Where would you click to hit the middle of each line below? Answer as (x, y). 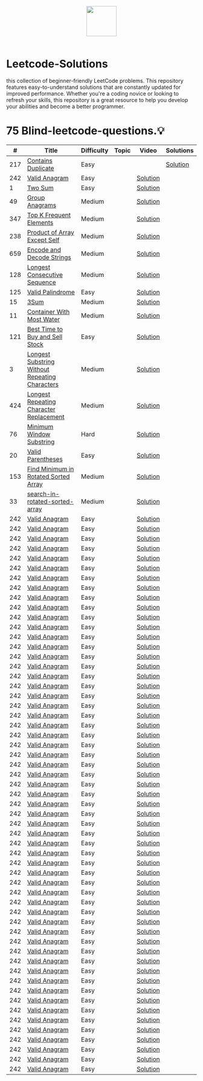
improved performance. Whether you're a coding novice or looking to (93, 93)
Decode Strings (49, 257)
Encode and (44, 250)
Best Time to (45, 329)
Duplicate (40, 168)
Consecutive (45, 274)
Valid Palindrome (51, 292)
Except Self (43, 240)
